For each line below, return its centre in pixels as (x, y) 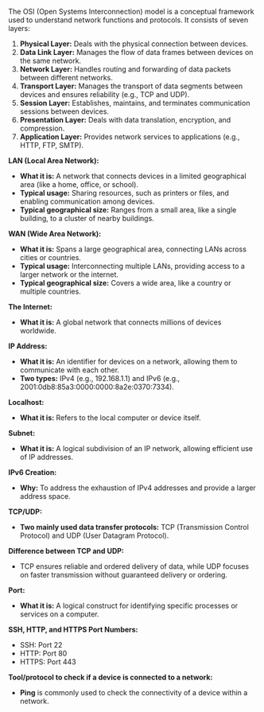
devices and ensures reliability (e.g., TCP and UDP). (105, 94)
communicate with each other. (70, 370)
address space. (45, 496)
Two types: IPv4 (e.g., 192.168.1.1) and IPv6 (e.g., (100, 378)
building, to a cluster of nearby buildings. (87, 218)
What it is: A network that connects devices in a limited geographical (133, 176)
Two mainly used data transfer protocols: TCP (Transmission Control (134, 527)
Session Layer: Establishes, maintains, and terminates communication (135, 103)
